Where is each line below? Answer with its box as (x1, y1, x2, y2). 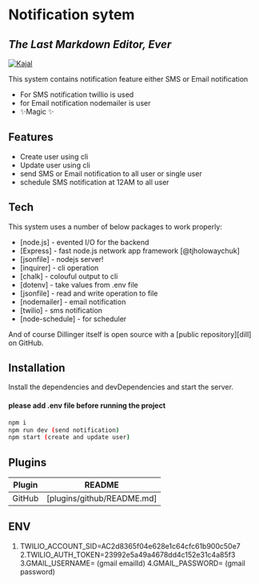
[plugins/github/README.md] (46, 493, 157, 504)
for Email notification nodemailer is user (19, 99, 151, 107)
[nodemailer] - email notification (19, 296, 126, 306)
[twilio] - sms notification (19, 305, 102, 315)
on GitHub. (8, 338, 44, 348)
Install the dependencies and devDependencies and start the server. (8, 382, 234, 392)
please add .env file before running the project (8, 401, 166, 410)
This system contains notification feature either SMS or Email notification (8, 75, 249, 83)
